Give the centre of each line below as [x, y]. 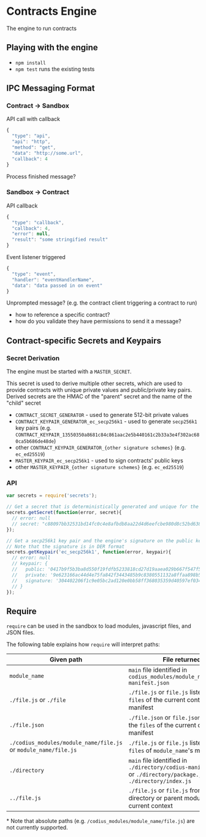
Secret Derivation [33, 358]
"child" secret [24, 403]
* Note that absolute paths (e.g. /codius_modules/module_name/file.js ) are [101, 821]
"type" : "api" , [31, 136]
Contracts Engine [51, 11]
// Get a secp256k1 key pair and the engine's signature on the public [100, 541]
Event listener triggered [36, 257]
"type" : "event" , [34, 274]
